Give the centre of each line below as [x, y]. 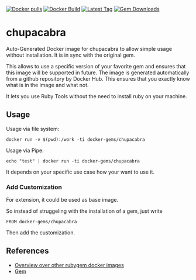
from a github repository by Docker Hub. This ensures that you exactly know [98, 78]
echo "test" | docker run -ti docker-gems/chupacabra [73, 161]
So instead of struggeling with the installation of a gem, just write [84, 211]
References [27, 251]
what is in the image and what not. [47, 85]
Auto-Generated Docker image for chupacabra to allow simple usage [89, 49]
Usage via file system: [33, 129]
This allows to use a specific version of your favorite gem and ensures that [96, 66]
